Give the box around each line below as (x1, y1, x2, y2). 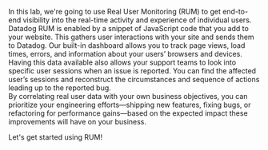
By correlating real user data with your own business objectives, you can (8, 92, 248, 101)
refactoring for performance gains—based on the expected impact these (8, 109, 248, 118)
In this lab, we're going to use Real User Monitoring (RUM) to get (8, 7, 222, 16)
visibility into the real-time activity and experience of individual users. (22, 15, 252, 25)
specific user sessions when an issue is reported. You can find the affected (8, 66, 257, 75)
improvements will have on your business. (8, 117, 146, 126)
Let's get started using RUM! (8, 132, 102, 142)
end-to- (222, 7, 249, 16)
